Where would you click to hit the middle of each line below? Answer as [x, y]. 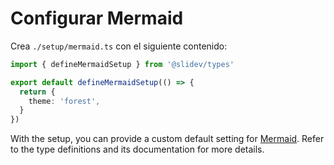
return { [37, 92]
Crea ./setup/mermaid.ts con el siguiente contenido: [119, 46]
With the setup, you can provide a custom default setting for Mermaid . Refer [167, 139]
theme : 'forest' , [64, 101]
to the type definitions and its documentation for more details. [137, 149]
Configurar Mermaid [97, 18]
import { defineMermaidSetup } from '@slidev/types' [122, 64]
